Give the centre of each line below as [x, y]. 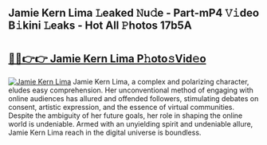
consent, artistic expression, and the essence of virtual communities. [122, 107]
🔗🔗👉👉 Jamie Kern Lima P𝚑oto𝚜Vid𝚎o [107, 59]
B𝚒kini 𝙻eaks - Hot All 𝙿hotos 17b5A [100, 26]
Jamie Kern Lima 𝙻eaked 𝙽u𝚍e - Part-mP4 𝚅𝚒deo [134, 13]
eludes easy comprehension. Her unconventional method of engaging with [131, 90]
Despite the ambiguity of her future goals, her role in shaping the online [126, 116]
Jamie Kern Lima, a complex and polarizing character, [161, 82]
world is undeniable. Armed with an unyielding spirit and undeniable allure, [131, 124]
